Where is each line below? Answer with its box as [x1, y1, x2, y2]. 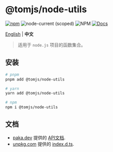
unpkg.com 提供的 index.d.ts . [12, 141, 74, 147]
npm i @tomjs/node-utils [5, 105, 58, 110]
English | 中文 [5, 31, 34, 37]
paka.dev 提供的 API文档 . [12, 134, 66, 141]
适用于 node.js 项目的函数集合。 [17, 42, 86, 48]
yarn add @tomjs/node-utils [5, 91, 65, 96]
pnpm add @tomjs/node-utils [5, 77, 65, 82]
